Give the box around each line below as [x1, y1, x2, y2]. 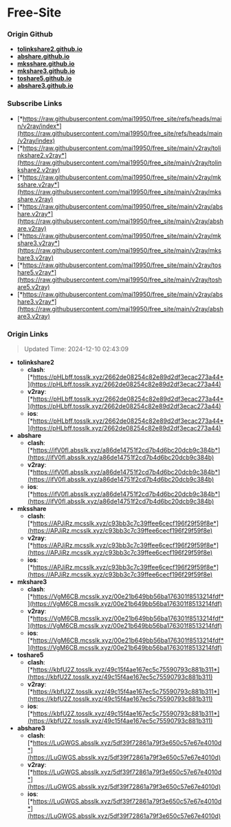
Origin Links [7, 329, 49, 339]
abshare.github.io [16, 52, 70, 61]
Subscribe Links [7, 98, 63, 108]
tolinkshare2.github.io [16, 45, 82, 53]
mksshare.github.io [16, 60, 75, 68]
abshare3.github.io [16, 81, 74, 90]
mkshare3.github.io [16, 67, 76, 75]
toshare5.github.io [16, 74, 72, 83]
